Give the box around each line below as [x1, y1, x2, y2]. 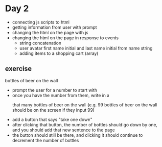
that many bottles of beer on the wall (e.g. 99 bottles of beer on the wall [12, 101, 158, 108]
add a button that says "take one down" [12, 116, 93, 122]
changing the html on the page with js [12, 29, 89, 35]
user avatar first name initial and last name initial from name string [19, 45, 153, 51]
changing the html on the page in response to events [12, 35, 119, 41]
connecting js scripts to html [12, 19, 70, 25]
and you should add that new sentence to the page [12, 127, 115, 133]
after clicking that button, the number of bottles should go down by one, [12, 122, 158, 127]
